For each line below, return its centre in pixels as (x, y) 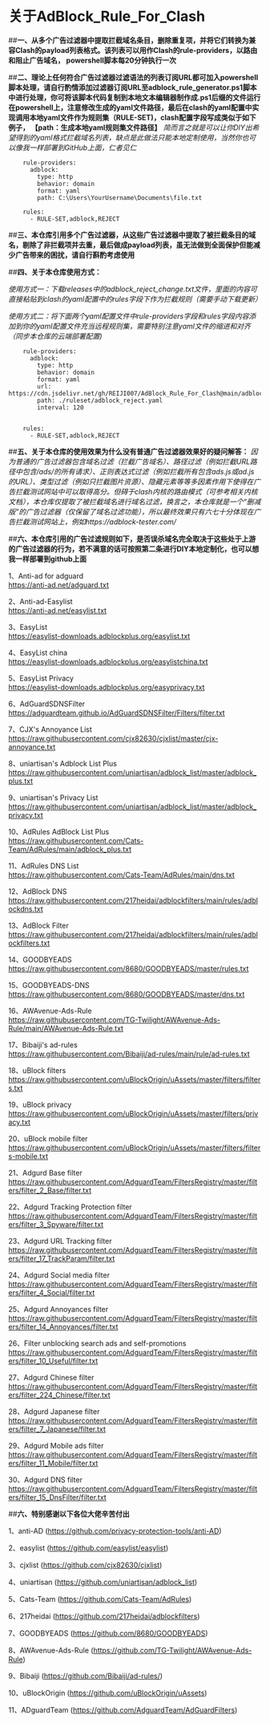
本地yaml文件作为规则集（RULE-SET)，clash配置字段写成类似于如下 (143, 117)
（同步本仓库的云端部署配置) (55, 336)
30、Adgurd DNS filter (45, 1479)
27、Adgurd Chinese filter (51, 1377)
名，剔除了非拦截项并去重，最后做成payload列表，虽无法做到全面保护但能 (131, 245)
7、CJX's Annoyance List (50, 729)
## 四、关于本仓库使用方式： (55, 272)
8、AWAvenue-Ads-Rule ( (51, 1650)
